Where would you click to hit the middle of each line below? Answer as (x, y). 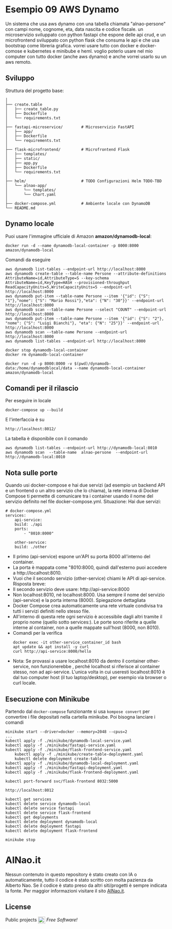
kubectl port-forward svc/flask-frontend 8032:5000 (62, 781)
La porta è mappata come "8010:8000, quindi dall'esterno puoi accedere (90, 567)
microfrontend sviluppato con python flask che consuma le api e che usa (82, 40)
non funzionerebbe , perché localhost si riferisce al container (95, 667)
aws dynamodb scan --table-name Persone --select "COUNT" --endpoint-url (86, 310)
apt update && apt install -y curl (51, 647)
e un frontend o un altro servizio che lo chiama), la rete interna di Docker (82, 491)
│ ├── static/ (23, 158)
